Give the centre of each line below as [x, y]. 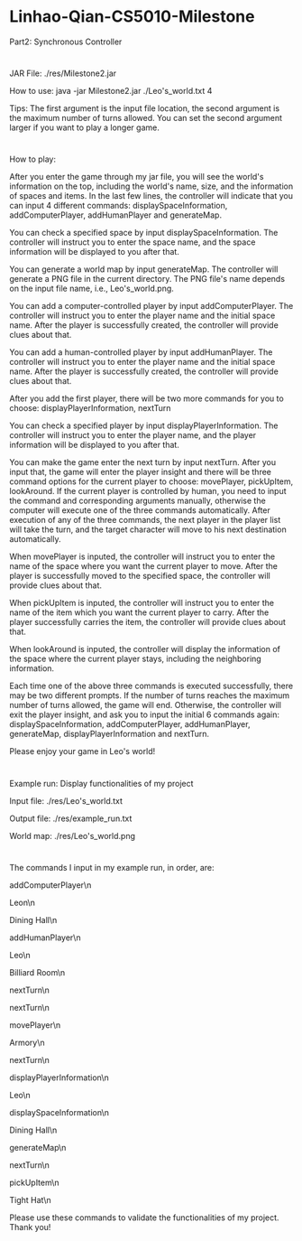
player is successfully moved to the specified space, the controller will [140, 576]
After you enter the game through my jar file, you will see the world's [137, 177]
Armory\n [27, 1042]
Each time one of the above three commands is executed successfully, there [151, 686]
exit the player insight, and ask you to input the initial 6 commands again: [145, 714]
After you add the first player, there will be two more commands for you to [146, 398]
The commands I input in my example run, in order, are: [112, 867]
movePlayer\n [35, 1025]
